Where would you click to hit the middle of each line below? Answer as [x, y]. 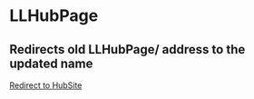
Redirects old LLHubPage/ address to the [127, 49]
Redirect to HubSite [46, 85]
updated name [51, 63]
